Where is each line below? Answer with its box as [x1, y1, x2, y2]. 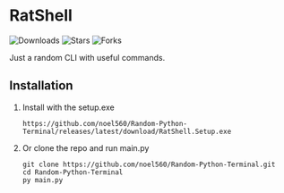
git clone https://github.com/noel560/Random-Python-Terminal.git [22, 160, 276, 169]
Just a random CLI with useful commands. [9, 52, 166, 63]
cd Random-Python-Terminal [22, 167, 124, 177]
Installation [9, 78, 73, 94]
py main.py [22, 175, 64, 184]
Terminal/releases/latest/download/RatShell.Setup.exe [22, 127, 232, 136]
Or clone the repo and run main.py [22, 142, 150, 153]
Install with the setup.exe [22, 102, 115, 113]
